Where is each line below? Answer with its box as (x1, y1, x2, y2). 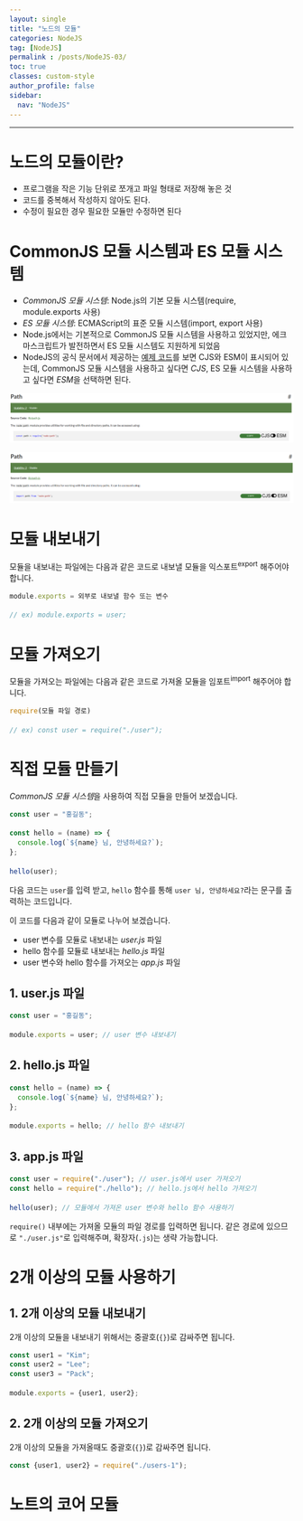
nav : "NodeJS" (17, 100, 70, 109)
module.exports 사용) (22, 307, 101, 317)
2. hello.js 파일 (9, 1058, 90, 1073)
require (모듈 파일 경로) (9, 706, 92, 715)
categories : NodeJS (9, 33, 83, 43)
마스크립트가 (22, 340, 68, 352)
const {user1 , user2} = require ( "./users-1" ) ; (9, 1460, 188, 1469)
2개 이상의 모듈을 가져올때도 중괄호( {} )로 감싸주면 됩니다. (9, 1441, 211, 1452)
